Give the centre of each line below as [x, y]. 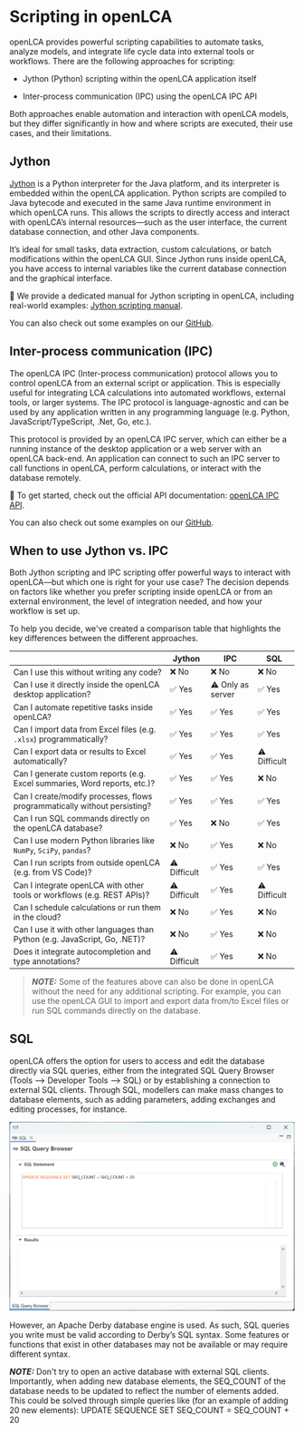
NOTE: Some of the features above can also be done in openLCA [152, 981]
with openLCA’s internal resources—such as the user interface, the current [148, 222]
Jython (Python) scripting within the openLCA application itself [139, 78]
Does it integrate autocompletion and [82, 952]
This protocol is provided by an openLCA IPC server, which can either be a [148, 439]
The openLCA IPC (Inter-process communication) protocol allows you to [144, 373]
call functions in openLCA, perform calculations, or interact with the [135, 468]
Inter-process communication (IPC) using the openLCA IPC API [140, 96]
